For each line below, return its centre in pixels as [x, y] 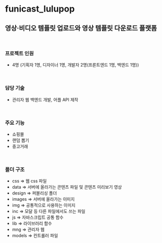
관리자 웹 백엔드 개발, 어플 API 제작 [45, 99]
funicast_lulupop [40, 9]
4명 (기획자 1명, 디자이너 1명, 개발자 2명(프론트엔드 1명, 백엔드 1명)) [75, 65]
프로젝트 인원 [19, 53]
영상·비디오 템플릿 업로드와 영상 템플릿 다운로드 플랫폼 [81, 28]
